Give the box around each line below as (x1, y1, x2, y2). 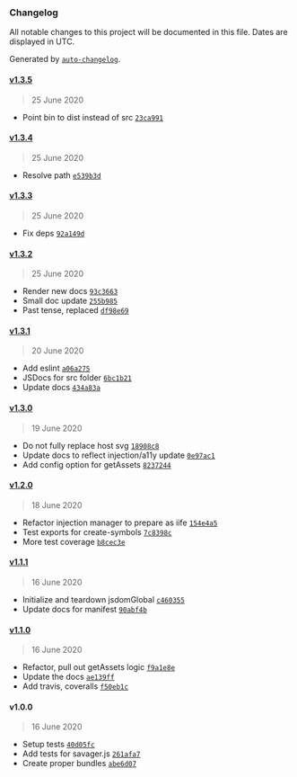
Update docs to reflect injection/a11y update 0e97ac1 (22, 450, 215, 460)
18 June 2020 (31, 499, 83, 510)
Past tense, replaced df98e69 (22, 305, 129, 316)
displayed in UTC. (9, 36, 75, 47)
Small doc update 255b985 (22, 295, 118, 307)
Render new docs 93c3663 (22, 286, 118, 297)
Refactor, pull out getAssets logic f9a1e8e (22, 662, 176, 673)
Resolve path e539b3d (22, 169, 101, 181)
